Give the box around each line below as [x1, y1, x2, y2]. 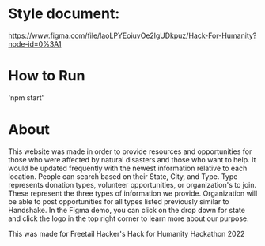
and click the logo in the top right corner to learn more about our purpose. [8, 214, 249, 223]
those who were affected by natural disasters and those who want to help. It [8, 155, 256, 164]
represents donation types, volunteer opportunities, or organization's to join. [8, 180, 257, 189]
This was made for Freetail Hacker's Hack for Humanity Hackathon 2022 [8, 229, 245, 238]
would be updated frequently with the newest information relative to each [8, 163, 248, 173]
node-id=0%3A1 [8, 39, 62, 48]
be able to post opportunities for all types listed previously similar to [8, 196, 229, 206]
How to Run [8, 67, 85, 85]
